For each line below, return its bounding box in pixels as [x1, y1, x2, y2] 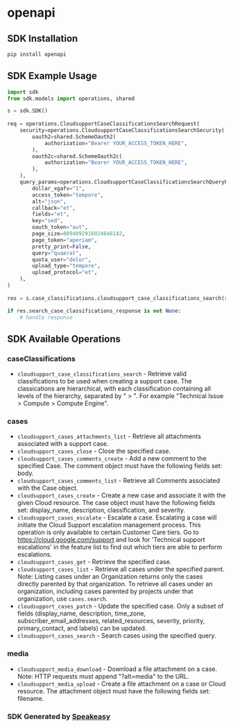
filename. [17, 694, 44, 702]
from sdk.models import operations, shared [7, 95, 135, 102]
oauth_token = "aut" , [32, 224, 89, 231]
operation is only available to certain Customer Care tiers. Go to [17, 528, 199, 536]
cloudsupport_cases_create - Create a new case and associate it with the [17, 491, 226, 499]
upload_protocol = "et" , [32, 269, 98, 276]
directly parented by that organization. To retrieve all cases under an [17, 580, 213, 588]
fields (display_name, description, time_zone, [17, 609, 146, 618]
